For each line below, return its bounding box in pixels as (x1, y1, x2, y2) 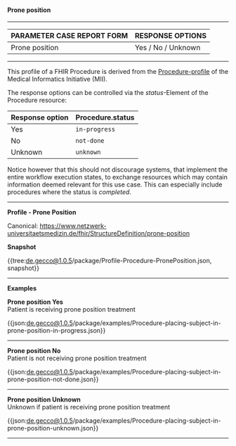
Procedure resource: (7, 96, 67, 105)
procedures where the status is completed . (7, 188, 132, 196)
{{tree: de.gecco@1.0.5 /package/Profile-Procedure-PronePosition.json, (7, 257, 212, 265)
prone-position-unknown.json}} (7, 424, 99, 433)
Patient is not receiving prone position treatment (7, 354, 147, 362)
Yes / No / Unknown (134, 43, 201, 53)
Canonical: (7, 222, 39, 230)
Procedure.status (75, 113, 135, 122)
